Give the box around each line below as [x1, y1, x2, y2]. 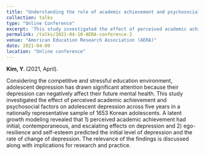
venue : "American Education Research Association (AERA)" [6, 37, 157, 43]
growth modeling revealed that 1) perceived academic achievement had [6, 115, 186, 123]
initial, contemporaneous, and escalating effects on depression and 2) [6, 122, 182, 129]
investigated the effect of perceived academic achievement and [6, 96, 167, 103]
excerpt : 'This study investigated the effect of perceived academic [6, 26, 187, 32]
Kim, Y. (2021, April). [6, 65, 59, 72]
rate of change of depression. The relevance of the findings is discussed [6, 135, 189, 142]
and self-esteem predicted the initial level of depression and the [32, 128, 193, 136]
